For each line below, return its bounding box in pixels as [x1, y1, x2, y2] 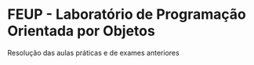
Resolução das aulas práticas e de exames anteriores [7, 48, 180, 57]
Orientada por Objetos [7, 22, 156, 40]
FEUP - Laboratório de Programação [7, 5, 246, 23]
